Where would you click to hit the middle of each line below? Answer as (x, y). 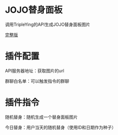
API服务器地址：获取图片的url (35, 71)
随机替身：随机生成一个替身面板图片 (41, 117)
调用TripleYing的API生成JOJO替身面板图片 (48, 24)
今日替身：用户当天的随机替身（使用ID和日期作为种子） (60, 127)
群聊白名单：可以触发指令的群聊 (37, 81)
